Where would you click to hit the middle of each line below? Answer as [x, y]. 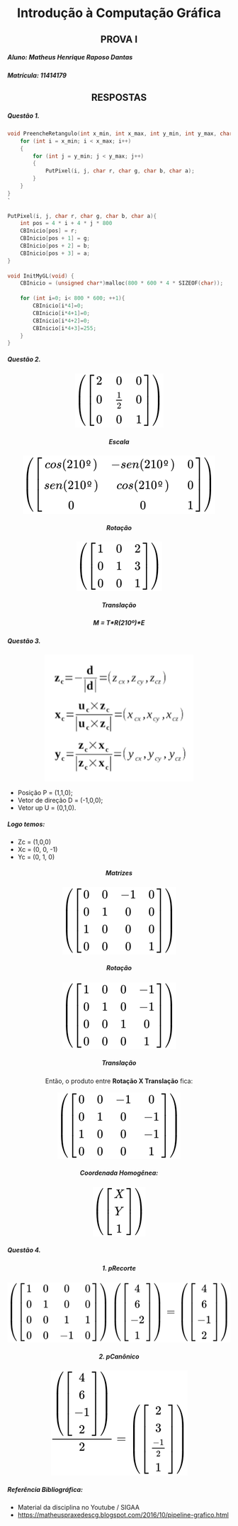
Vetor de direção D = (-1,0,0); [60, 800]
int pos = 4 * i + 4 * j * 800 [66, 224]
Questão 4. [24, 1250]
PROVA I [119, 39]
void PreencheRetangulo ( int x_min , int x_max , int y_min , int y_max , [112, 133]
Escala [119, 441]
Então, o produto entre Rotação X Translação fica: [119, 1081]
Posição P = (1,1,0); [45, 792]
